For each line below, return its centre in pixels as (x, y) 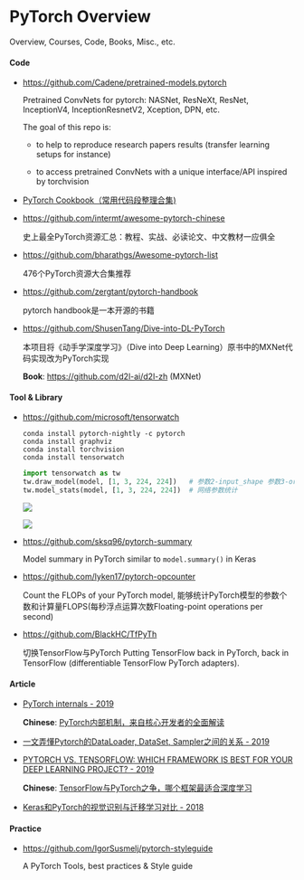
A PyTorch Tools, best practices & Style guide (107, 866)
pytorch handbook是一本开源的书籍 (89, 310)
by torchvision (62, 182)
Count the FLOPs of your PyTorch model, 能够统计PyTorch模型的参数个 (155, 595)
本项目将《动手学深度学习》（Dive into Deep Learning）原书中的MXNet (153, 347)
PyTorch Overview (80, 17)
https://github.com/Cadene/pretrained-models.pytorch (125, 82)
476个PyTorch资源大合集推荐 (77, 274)
